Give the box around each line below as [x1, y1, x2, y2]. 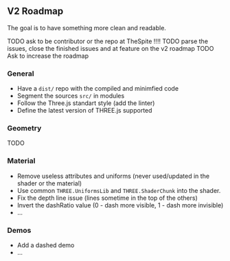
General [7, 69, 34, 78]
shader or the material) [16, 179, 82, 188]
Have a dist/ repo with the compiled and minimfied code [16, 84, 179, 93]
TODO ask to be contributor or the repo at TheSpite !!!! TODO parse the [7, 37, 208, 45]
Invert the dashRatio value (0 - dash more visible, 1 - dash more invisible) [16, 201, 224, 209]
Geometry [7, 124, 42, 133]
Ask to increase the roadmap [7, 52, 89, 60]
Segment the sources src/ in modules [16, 92, 125, 100]
